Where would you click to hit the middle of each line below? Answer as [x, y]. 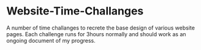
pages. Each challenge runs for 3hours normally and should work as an [96, 34]
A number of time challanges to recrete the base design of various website [100, 28]
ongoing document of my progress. [51, 40]
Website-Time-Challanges [75, 11]
